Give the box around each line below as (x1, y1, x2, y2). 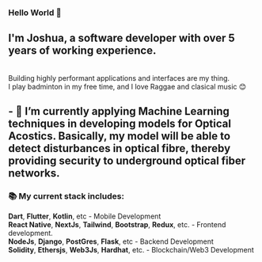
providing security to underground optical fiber (8, 154, 246, 168)
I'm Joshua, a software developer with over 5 (8, 32, 235, 45)
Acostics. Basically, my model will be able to (8, 130, 231, 143)
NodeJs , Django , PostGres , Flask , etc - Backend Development (8, 237, 214, 246)
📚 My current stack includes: (8, 191, 125, 202)
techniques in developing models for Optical (8, 117, 232, 131)
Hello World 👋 (8, 7, 62, 18)
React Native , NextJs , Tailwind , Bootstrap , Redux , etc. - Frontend (8, 220, 226, 230)
